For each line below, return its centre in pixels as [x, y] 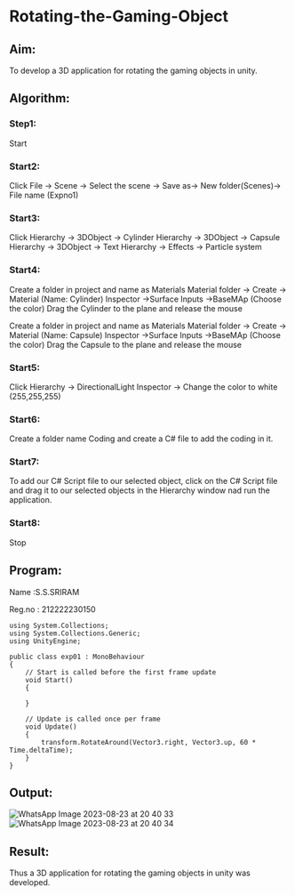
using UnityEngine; [45, 641]
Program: [36, 571]
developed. [30, 883]
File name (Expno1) [44, 195]
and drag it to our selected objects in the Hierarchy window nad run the [140, 490]
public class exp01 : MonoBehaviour [77, 657]
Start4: [25, 270]
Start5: [24, 367]
